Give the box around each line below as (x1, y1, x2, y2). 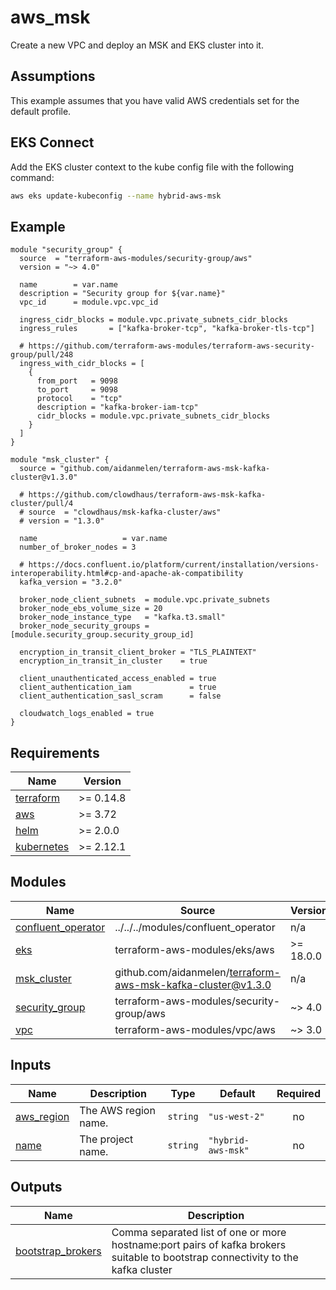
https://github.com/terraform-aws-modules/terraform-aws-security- (28, 341, 315, 351)
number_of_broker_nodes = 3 (19, 542, 137, 553)
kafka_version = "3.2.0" (19, 577, 123, 588)
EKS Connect (10, 134, 95, 151)
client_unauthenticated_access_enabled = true (19, 674, 217, 684)
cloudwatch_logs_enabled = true (19, 709, 155, 719)
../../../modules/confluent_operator (114, 920, 276, 934)
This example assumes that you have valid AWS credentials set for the (10, 94, 300, 106)
